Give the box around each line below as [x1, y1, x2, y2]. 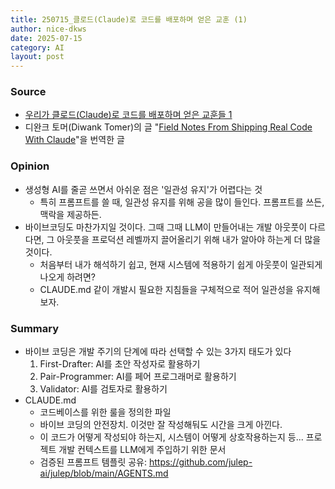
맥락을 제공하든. [39, 208, 102, 220]
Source [10, 85, 47, 99]
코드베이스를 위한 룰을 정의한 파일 [39, 406, 172, 418]
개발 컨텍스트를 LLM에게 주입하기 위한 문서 [58, 444, 227, 456]
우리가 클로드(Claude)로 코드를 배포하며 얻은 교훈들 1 [24, 109, 233, 121]
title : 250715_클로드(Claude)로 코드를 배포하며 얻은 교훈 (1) [10, 14, 248, 25]
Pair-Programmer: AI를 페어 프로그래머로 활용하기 [39, 371, 237, 383]
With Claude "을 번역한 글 [24, 134, 125, 146]
